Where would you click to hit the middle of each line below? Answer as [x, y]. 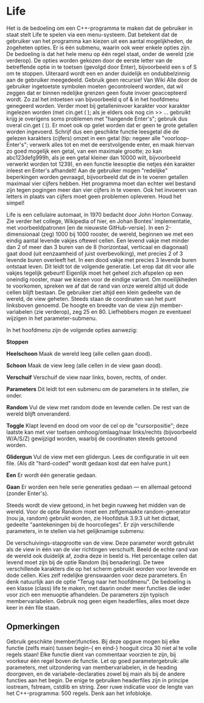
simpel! [16, 203]
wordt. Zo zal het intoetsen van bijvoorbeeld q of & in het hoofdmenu [93, 99]
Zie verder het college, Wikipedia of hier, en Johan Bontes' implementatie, [99, 221]
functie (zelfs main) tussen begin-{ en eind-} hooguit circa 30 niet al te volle [102, 648]
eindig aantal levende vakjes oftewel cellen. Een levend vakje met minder [98, 240]
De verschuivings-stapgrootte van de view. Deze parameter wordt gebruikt [100, 543]
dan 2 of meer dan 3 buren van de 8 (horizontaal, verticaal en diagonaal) [97, 247]
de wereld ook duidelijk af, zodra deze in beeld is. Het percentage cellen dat [102, 556]
